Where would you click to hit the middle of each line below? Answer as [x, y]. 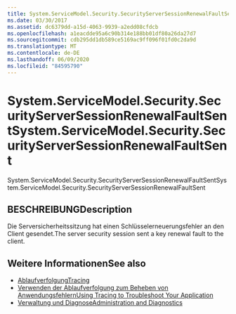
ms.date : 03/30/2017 [38, 20]
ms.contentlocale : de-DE [44, 53]
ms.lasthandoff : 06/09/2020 [48, 60]
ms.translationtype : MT [42, 46]
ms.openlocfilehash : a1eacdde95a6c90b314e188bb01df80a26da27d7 [102, 33]
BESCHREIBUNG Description [70, 209]
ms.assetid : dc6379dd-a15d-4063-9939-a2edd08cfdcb [83, 27]
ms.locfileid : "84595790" [45, 66]
